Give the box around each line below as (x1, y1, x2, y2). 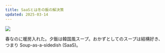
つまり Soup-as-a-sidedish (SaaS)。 (5, 42, 81, 48)
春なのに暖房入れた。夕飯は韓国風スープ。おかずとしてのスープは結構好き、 (5, 35, 163, 41)
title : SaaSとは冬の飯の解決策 (5, 7, 64, 12)
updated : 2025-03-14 (5, 12, 49, 17)
